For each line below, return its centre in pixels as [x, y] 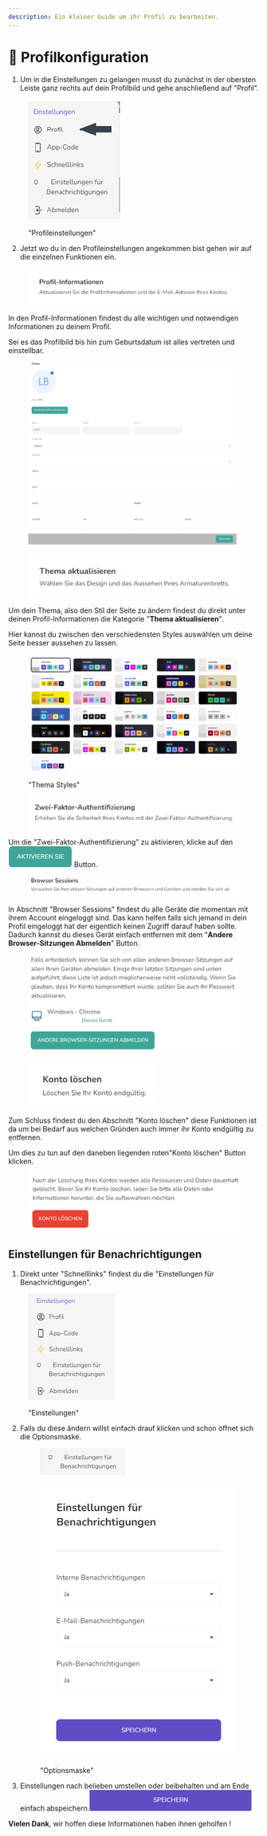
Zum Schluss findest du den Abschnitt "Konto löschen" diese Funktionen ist [132, 1120]
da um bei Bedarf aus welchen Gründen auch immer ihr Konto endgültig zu [131, 1129]
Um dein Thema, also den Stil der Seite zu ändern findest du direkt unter [127, 610]
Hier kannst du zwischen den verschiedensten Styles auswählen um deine [130, 634]
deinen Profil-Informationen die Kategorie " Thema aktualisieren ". [116, 619]
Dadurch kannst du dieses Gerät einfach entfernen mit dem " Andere [121, 934]
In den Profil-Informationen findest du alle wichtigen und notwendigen [124, 318]
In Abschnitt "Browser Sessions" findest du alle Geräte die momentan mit [128, 909]
